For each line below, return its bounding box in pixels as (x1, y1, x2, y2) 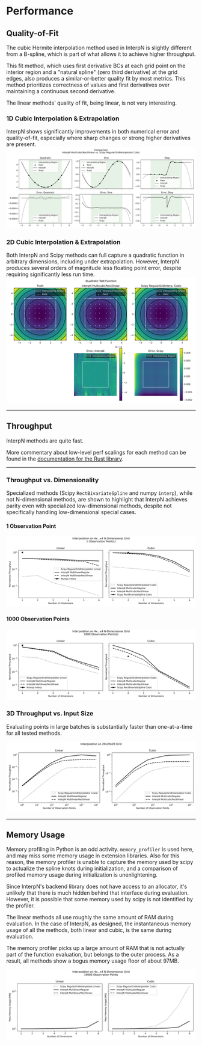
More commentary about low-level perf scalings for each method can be (6, 449, 186, 456)
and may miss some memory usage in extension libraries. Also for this (6, 852, 180, 859)
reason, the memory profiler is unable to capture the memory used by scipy (6, 859, 194, 866)
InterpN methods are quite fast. (6, 437, 84, 444)
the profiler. (6, 902, 35, 909)
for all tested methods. (6, 729, 62, 737)
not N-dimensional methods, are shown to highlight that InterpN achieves (6, 495, 188, 503)
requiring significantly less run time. (6, 271, 95, 278)
